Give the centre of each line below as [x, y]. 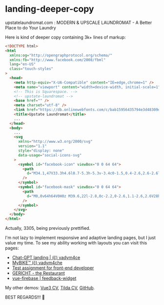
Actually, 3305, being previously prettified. [48, 228]
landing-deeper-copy [50, 9]
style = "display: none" [41, 151]
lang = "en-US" [23, 65]
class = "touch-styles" [31, 69]
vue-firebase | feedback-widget [44, 278]
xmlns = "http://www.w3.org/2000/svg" [55, 142]
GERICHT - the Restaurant [38, 273]
